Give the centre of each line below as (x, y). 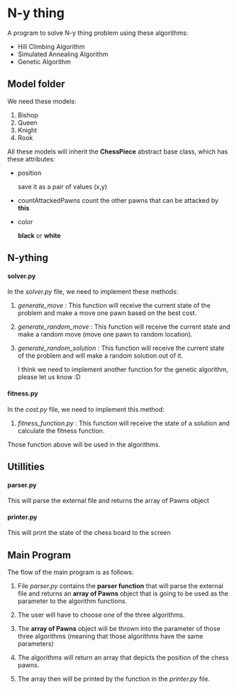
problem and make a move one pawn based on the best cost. (107, 313)
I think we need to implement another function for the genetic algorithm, (123, 370)
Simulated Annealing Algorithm (63, 54)
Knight (27, 130)
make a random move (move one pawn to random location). (105, 334)
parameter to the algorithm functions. (72, 601)
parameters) (36, 644)
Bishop (28, 115)
